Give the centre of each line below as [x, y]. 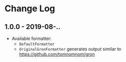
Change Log [30, 9]
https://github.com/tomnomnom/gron [57, 54]
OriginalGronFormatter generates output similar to [70, 49]
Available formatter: [32, 38]
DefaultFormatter [37, 44]
